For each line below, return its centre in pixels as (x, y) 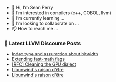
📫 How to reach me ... (35, 29)
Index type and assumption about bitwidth (55, 54)
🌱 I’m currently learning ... (38, 18)
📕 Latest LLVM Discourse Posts (43, 43)
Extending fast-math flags (38, 59)
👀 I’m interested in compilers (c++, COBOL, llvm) (61, 13)
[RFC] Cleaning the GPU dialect (44, 64)
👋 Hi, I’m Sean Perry (32, 8)
